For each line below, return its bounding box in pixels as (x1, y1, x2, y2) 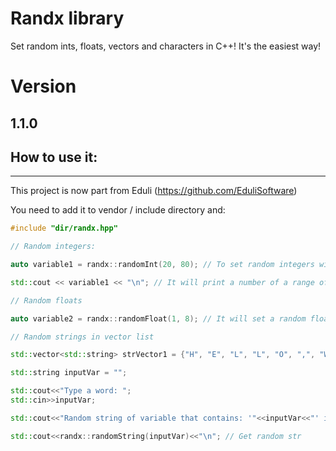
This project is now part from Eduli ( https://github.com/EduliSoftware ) (10, 185, 298, 197)
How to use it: (10, 148, 98, 166)
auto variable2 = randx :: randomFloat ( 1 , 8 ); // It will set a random (10, 313, 307, 324)
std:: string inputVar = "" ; (10, 368, 128, 378)
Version (10, 75, 77, 98)
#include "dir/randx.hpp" (10, 223, 118, 234)
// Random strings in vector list (10, 332, 155, 342)
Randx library (10, 7, 125, 30)
